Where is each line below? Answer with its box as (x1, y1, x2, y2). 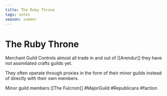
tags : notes (5, 12, 30, 17)
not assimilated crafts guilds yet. (5, 60, 72, 66)
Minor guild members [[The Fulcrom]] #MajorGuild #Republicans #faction (5, 85, 157, 91)
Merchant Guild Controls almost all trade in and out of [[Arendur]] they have (5, 55, 162, 61)
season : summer (5, 17, 37, 22)
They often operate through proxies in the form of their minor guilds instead (5, 70, 162, 76)
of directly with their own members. (5, 75, 79, 81)
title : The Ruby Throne (5, 7, 55, 13)
